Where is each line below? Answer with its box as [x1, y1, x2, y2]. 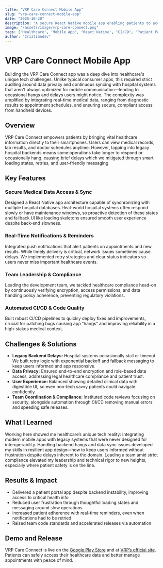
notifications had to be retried [12, 515, 72, 521]
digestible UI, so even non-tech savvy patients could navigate [12, 384, 136, 390]
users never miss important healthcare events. [5, 259, 98, 265]
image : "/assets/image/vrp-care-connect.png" [5, 25, 98, 30]
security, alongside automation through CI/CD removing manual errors [12, 399, 153, 405]
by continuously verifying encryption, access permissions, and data [5, 287, 141, 293]
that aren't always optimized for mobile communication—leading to [5, 86, 139, 92]
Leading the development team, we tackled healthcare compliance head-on [5, 282, 157, 288]
